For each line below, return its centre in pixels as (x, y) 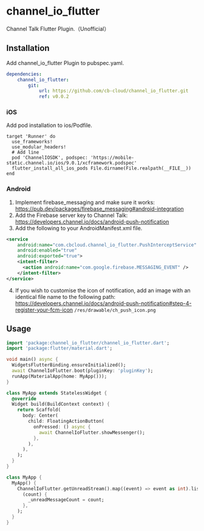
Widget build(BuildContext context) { (61, 404)
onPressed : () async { (62, 427)
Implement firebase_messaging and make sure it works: (85, 202)
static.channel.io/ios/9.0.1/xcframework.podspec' (72, 163)
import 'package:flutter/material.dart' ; (59, 348)
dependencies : (24, 74)
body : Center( (40, 416)
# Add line (25, 152)
